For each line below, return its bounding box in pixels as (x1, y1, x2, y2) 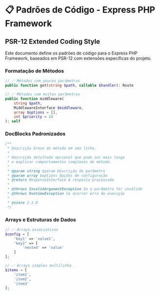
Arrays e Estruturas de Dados (5, 216, 76, 223)
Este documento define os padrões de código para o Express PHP (5, 50, 138, 56)
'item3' (14, 281, 29, 286)
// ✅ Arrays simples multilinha (5, 263, 71, 268)
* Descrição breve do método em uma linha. (7, 146, 97, 151)
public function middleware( (5, 96, 64, 101)
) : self (5, 119, 21, 124)
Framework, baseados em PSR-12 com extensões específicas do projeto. (5, 55, 152, 61)
